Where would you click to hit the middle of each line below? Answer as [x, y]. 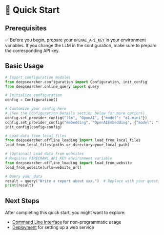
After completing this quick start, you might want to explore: [65, 212]
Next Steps [22, 201]
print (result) [20, 185]
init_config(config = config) [34, 127]
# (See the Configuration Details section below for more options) [75, 113]
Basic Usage [24, 66]
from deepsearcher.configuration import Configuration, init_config [76, 82]
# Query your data [24, 176]
